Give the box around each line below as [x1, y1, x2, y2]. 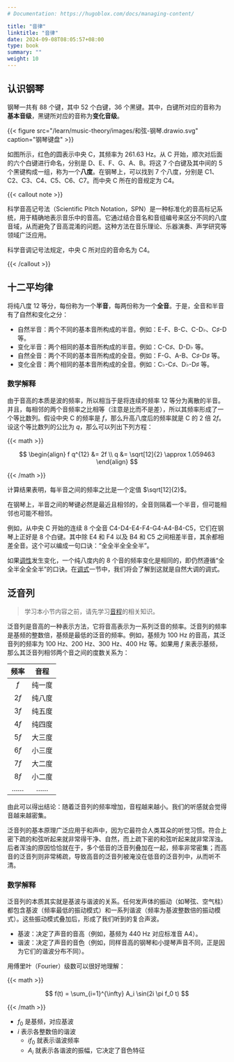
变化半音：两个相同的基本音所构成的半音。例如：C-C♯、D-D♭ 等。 [17, 342, 208, 351]
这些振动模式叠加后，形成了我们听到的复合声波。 [22, 915, 163, 923]
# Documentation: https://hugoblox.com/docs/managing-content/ [7, 10, 195, 17]
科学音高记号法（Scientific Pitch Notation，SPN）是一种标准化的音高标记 [7, 204, 217, 213]
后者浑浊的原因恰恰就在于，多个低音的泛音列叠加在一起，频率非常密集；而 [7, 843, 221, 852]
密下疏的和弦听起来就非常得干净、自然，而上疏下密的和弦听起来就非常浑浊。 [7, 834, 227, 843]
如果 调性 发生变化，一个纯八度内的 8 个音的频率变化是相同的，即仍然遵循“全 [7, 556, 225, 565]
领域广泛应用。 [7, 231, 50, 239]
